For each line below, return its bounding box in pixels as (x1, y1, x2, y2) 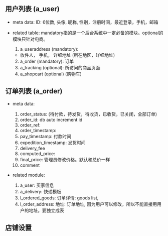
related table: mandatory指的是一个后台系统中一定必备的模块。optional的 (12, 30, 163, 36)
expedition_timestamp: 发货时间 (20, 140, 86, 146)
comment (20, 162, 40, 168)
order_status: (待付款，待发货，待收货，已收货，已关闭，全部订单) (20, 111, 157, 117)
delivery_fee (20, 145, 45, 151)
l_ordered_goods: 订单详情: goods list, (20, 195, 99, 201)
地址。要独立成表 (29, 207, 64, 213)
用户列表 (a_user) (5, 5, 60, 14)
